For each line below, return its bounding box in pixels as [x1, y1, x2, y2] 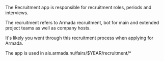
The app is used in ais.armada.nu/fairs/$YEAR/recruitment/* [5, 50, 131, 56]
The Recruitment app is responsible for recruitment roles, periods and [5, 5, 152, 10]
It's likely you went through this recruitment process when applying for [5, 35, 154, 41]
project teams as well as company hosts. [5, 25, 91, 31]
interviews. [5, 10, 29, 16]
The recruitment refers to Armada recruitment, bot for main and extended [5, 20, 159, 25]
